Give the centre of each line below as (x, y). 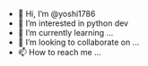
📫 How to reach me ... (59, 52)
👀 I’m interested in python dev (73, 23)
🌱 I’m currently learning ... (65, 33)
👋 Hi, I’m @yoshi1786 (57, 14)
